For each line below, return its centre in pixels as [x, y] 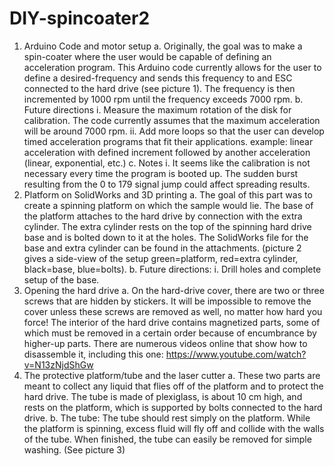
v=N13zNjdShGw [58, 364]
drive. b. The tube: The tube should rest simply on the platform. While [167, 418]
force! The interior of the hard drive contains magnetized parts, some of [172, 322]
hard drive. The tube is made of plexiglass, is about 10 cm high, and [163, 396]
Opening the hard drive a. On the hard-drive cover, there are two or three [174, 290]
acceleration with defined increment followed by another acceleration [167, 152]
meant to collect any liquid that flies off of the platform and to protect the [173, 386]
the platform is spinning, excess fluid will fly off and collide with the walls [174, 428]
